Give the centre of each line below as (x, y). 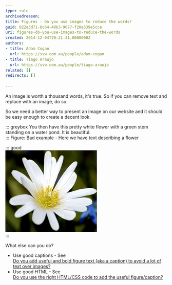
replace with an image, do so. (36, 102)
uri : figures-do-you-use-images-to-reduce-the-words (63, 32)
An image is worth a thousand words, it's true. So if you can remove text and (86, 96)
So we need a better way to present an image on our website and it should (84, 112)
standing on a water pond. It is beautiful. (48, 132)
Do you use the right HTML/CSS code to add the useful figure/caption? (88, 277)
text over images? (32, 266)
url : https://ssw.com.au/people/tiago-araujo (60, 65)
